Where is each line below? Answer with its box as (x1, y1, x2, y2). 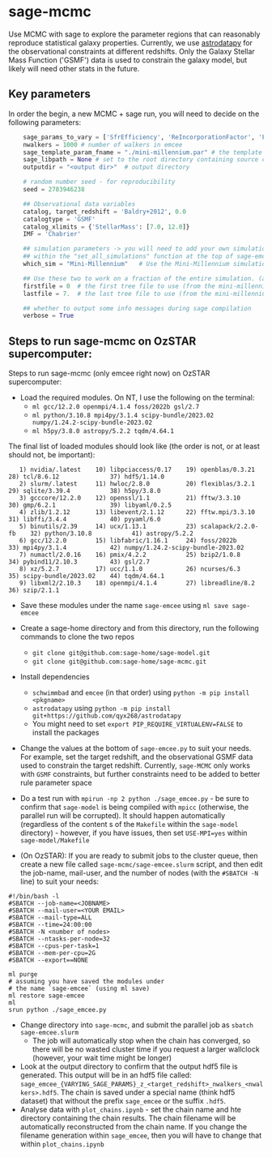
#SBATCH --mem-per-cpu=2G (8, 949, 96, 958)
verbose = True (23, 311, 74, 320)
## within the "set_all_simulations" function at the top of (23, 252, 233, 261)
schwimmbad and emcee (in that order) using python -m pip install (32, 688, 250, 697)
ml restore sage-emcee (8, 992, 85, 1000)
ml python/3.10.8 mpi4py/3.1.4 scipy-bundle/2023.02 (32, 412, 215, 420)
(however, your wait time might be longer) (32, 1053, 172, 1063)
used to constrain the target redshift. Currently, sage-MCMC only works (19, 761, 251, 770)
